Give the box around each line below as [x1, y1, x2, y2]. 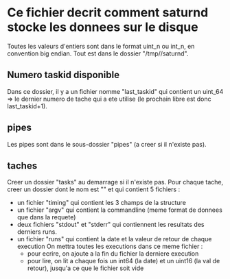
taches [7, 160, 38, 171]
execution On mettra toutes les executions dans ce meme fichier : [16, 242, 203, 251]
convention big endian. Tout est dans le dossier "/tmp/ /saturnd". [7, 49, 189, 58]
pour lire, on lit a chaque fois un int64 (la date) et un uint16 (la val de [27, 257, 220, 265]
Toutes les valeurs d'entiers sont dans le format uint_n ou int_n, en [7, 42, 195, 50]
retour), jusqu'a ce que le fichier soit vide [27, 264, 144, 272]
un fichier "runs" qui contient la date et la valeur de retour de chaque [16, 235, 212, 243]
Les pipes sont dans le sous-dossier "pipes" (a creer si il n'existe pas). [7, 140, 207, 148]
